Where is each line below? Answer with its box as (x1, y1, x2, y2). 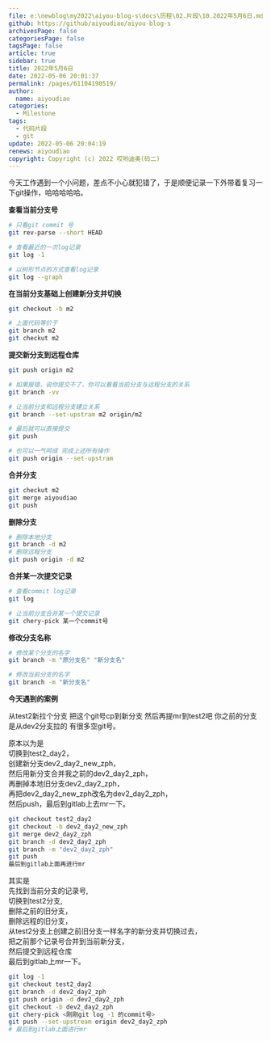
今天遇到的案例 (8, 694, 58, 703)
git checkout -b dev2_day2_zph (8, 1003, 114, 1011)
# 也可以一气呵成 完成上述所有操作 (8, 447, 110, 455)
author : (8, 86, 35, 95)
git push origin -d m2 (8, 555, 85, 564)
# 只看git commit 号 (8, 221, 74, 230)
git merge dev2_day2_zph (8, 830, 92, 838)
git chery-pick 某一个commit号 (8, 617, 109, 625)
